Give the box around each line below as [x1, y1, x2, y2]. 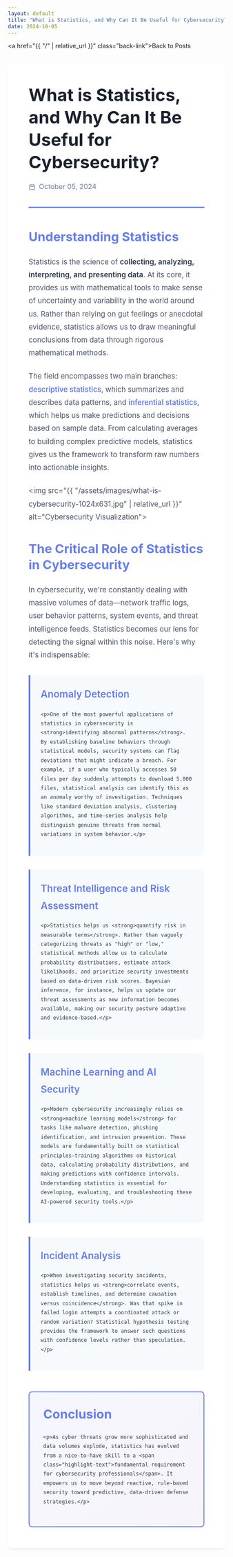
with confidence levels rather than [41, 1337, 146, 1344]
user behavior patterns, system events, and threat [28, 611, 199, 621]
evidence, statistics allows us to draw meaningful [28, 322, 196, 332]
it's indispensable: [28, 650, 90, 660]
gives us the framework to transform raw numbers [28, 450, 200, 459]
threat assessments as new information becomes [41, 996, 180, 1003]
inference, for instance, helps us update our [41, 987, 176, 994]
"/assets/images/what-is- [74, 486, 162, 496]
